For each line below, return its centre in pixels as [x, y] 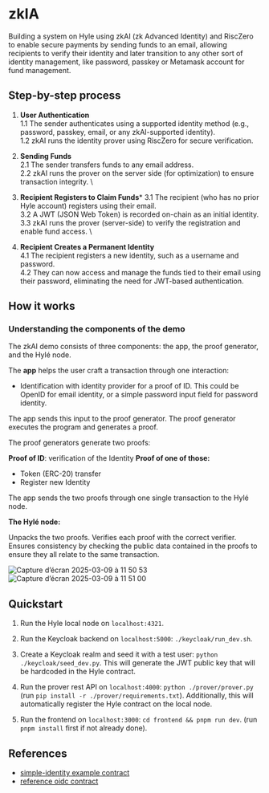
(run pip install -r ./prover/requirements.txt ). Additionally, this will [137, 696]
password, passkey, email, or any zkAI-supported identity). [117, 132]
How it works [42, 306]
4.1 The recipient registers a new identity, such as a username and [129, 255]
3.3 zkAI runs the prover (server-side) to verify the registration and [130, 222]
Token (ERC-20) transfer [61, 474]
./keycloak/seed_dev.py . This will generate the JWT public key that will [137, 663]
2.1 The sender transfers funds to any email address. [107, 165]
